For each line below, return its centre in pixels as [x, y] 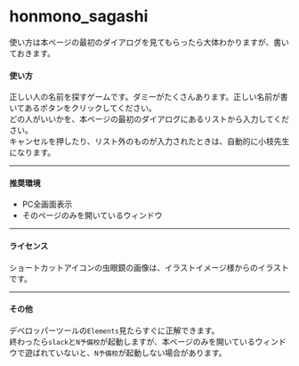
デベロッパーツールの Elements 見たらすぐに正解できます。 [114, 330]
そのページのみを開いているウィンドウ [92, 216]
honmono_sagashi [79, 16]
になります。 [32, 152]
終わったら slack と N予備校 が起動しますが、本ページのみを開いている [132, 341]
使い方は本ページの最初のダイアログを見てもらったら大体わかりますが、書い [149, 42]
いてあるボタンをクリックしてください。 [83, 108]
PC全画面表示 [47, 204]
